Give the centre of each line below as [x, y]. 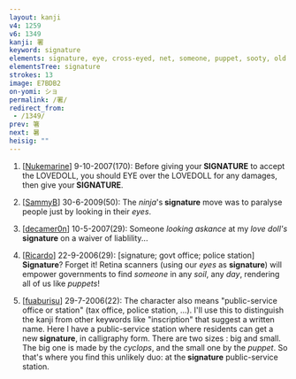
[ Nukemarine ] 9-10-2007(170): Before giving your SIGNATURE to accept [153, 166]
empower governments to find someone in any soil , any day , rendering [151, 274]
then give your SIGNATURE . [72, 185]
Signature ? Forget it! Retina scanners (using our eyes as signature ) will [152, 264]
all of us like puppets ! [61, 283]
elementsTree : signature [55, 67]
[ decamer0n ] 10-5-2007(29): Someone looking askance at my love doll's [155, 228]
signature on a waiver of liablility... [85, 238]
